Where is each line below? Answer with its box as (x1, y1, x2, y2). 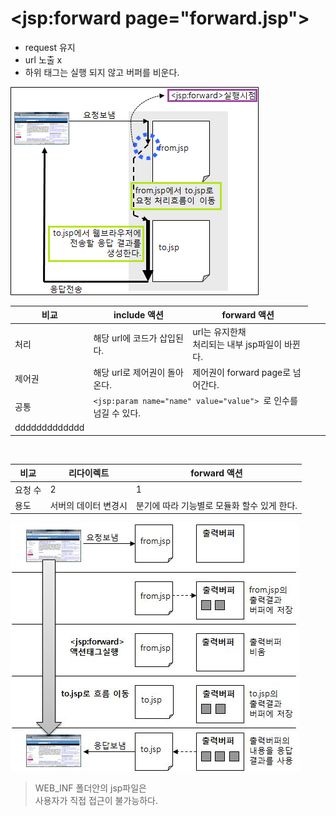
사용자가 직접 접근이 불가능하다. (34, 795, 158, 807)
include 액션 (113, 309, 164, 321)
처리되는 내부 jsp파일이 (192, 338, 283, 350)
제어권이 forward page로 (192, 366, 292, 378)
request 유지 (24, 41, 76, 53)
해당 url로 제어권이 (93, 366, 166, 378)
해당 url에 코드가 (93, 332, 158, 344)
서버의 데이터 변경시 (49, 499, 128, 511)
